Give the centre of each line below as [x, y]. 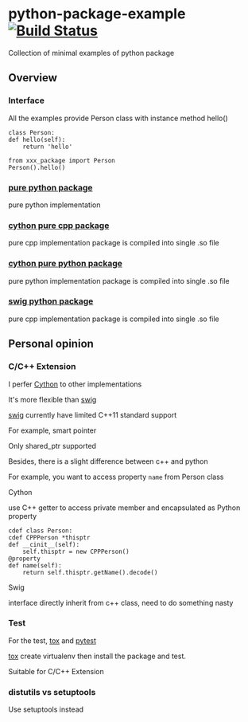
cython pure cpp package [59, 226]
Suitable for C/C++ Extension [56, 671]
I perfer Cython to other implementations [75, 384]
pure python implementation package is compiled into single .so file [119, 281]
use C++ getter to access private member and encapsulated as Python [124, 508]
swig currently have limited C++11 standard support [93, 414]
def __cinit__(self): [44, 544]
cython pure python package [66, 264]
